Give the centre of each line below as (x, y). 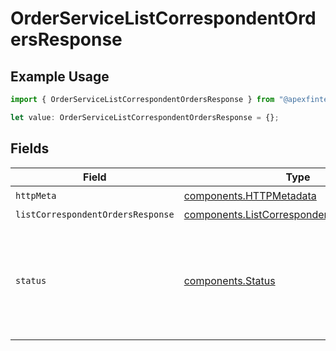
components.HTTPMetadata (250, 196)
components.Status (229, 280)
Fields (30, 148)
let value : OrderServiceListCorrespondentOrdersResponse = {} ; (145, 117)
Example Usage (60, 76)
